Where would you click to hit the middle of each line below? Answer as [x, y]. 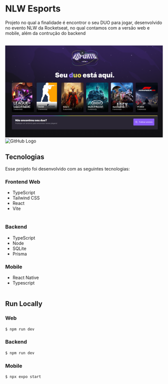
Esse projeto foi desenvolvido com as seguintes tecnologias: [67, 169]
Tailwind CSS [26, 198]
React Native [25, 277]
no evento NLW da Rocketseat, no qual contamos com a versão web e [77, 27]
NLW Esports [33, 9]
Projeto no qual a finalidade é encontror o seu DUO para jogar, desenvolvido [84, 22]
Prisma [20, 253]
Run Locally [24, 304]
